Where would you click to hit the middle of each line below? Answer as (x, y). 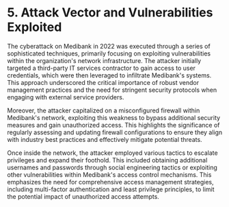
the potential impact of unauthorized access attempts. (83, 196)
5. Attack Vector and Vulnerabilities (110, 13)
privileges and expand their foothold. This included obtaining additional (107, 160)
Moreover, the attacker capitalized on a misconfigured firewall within (104, 110)
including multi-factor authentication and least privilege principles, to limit (111, 189)
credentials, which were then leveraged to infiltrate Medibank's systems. (109, 75)
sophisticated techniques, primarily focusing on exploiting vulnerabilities (109, 53)
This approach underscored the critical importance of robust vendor (103, 82)
